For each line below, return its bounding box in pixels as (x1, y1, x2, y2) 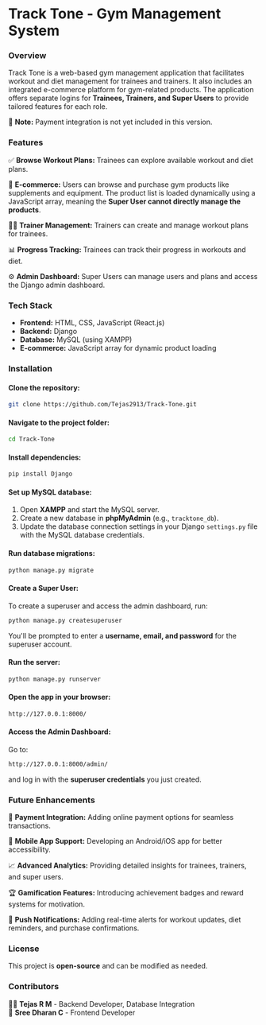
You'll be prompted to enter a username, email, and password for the (8, 631, 237, 640)
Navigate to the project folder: (8, 417, 110, 427)
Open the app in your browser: (8, 693, 111, 702)
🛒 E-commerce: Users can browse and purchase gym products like (8, 180, 229, 189)
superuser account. (8, 639, 73, 649)
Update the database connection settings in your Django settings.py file (19, 522, 258, 531)
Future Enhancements (8, 794, 95, 806)
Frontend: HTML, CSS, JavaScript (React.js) (19, 318, 165, 328)
